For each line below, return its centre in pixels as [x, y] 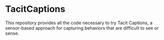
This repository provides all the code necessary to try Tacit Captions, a [79, 23]
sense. [12, 33]
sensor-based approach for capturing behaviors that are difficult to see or [82, 28]
